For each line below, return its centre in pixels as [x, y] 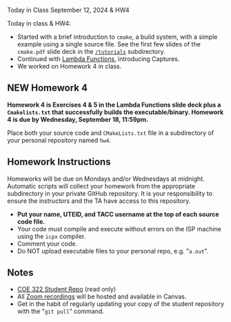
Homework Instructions [59, 162]
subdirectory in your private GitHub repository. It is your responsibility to [110, 193]
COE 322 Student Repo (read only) [66, 289]
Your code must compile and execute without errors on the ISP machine [119, 229]
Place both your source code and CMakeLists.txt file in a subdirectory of [111, 133]
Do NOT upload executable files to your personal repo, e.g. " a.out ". [113, 251]
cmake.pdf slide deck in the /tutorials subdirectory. [91, 52]
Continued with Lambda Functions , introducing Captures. [98, 59]
